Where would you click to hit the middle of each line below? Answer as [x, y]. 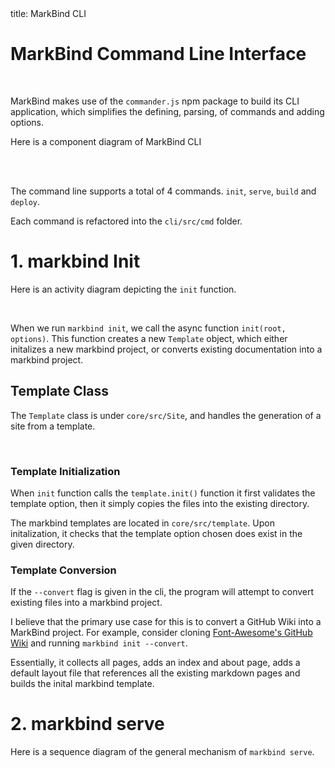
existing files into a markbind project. [86, 603]
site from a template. [53, 426]
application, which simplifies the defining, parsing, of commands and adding [167, 111]
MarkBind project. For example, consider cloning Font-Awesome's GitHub [161, 633]
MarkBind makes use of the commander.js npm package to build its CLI [155, 101]
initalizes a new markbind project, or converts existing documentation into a [166, 349]
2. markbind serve [87, 724]
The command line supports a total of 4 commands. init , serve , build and [163, 191]
